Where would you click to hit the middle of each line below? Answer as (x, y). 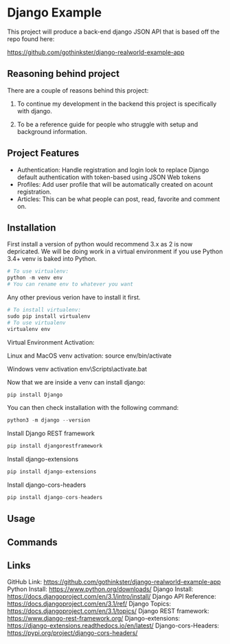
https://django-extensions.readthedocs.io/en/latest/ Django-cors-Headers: (113, 625)
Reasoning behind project (64, 74)
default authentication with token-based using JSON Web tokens (109, 177)
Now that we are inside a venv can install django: (76, 382)
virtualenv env (29, 329)
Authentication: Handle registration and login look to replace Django (113, 170)
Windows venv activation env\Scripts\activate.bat (77, 369)
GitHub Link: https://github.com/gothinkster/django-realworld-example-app (114, 582)
